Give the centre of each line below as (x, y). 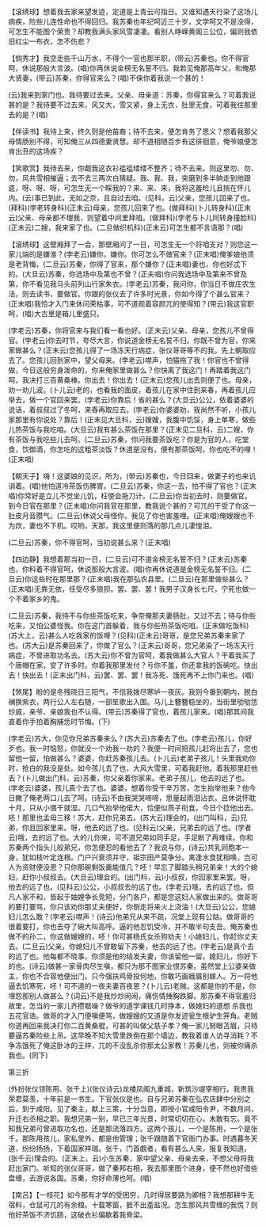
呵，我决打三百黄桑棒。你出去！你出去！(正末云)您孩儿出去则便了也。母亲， (132, 380)
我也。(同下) (28, 1055)
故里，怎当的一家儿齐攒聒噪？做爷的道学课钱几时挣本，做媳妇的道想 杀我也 (131, 1006)
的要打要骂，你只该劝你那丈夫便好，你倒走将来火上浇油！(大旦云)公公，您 (129, 907)
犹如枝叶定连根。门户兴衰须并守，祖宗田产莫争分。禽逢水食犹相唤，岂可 (140, 857)
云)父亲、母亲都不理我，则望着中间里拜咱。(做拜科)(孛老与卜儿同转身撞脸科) (133, 217)
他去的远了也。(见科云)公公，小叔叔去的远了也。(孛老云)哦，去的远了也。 (128, 887)
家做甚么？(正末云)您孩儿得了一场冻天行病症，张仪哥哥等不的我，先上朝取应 (132, 350)
